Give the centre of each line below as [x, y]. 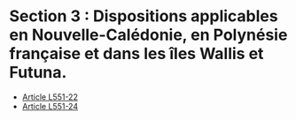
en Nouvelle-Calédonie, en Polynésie [148, 35]
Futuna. [38, 73]
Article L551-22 [50, 97]
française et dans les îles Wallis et [136, 54]
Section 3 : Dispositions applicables [144, 16]
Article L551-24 [50, 106]
